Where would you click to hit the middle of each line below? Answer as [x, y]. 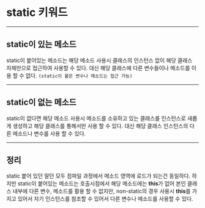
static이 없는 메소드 [41, 102]
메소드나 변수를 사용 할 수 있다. [49, 133]
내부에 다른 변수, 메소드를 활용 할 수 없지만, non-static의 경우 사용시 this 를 [102, 191]
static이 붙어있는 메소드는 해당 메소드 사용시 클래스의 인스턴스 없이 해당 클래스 [99, 60]
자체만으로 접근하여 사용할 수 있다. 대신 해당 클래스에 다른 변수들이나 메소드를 [98, 68]
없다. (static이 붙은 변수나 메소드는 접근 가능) [79, 75]
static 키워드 [37, 13]
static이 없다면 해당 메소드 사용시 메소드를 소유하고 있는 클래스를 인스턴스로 [96, 118]
